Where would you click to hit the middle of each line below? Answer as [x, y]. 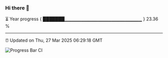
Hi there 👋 [17, 8]
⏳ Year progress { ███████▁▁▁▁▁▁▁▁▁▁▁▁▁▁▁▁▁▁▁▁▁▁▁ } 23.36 [82, 19]
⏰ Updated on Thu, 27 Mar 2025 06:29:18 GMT [54, 40]
